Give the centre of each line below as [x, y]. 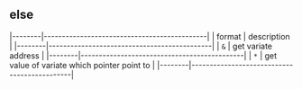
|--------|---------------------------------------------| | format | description [150, 36]
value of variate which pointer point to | [82, 65]
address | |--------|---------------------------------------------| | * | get [143, 55]
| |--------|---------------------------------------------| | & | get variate [141, 46]
